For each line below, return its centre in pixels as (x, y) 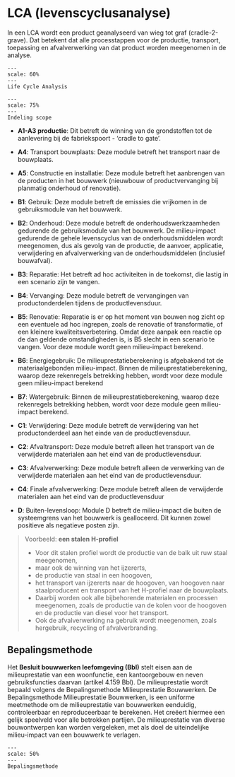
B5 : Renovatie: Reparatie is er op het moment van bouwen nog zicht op (121, 317)
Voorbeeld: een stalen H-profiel (71, 539)
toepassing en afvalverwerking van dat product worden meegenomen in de (117, 47)
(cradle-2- (203, 33)
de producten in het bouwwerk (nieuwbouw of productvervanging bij (118, 180)
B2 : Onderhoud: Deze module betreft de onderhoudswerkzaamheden (119, 223)
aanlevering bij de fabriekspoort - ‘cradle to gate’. (89, 138)
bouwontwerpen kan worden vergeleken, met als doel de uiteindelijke (108, 727)
